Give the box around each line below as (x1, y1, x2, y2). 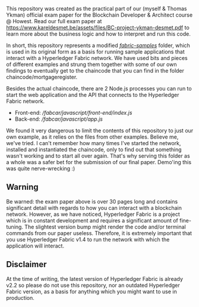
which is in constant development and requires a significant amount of (6, 217, 178, 224)
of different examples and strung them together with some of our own (6, 61, 177, 68)
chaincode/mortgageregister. (6, 74, 78, 80)
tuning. (6, 223, 24, 230)
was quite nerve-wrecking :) (6, 165, 75, 172)
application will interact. (6, 242, 64, 249)
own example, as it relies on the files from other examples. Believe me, (6, 133, 179, 140)
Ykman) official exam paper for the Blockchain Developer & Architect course (6, 11, 193, 18)
